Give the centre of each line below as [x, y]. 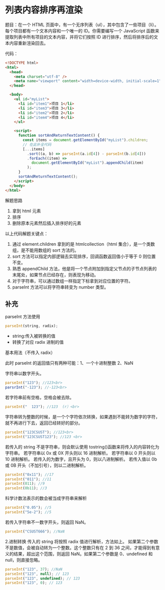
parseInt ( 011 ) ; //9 [25, 484]
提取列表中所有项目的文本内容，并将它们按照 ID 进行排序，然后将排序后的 [79, 37]
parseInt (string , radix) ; [31, 326]
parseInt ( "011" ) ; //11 [28, 479]
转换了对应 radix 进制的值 [38, 342]
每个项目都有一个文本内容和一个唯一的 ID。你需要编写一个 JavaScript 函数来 [82, 30]
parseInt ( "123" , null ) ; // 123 [37, 574]
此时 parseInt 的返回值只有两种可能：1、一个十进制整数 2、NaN [69, 363]
